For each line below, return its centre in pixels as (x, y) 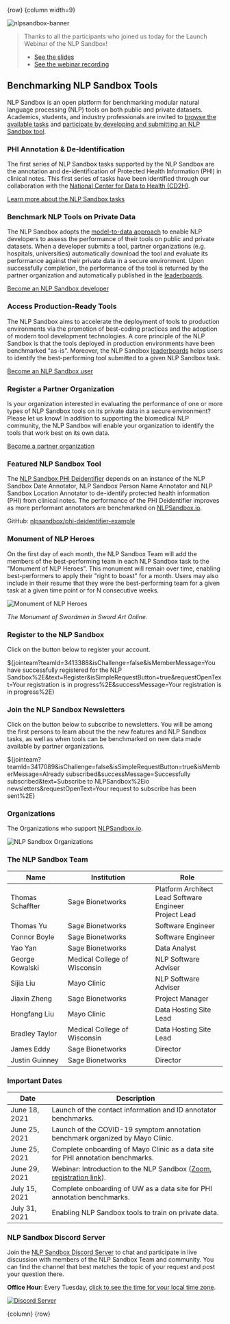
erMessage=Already (36, 774)
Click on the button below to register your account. (79, 649)
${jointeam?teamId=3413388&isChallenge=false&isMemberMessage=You (111, 662)
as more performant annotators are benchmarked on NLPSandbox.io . (105, 508)
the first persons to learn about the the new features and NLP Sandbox (107, 732)
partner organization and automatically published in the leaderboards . (105, 275)
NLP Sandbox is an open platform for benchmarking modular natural (103, 102)
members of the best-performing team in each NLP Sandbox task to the (108, 561)
